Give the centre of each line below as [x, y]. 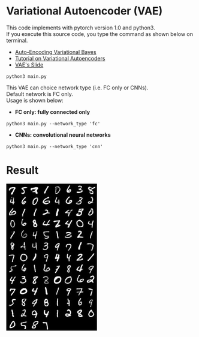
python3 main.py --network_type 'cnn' [55, 146]
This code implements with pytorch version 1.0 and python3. [81, 28]
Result [22, 171]
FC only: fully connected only [52, 112]
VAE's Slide [29, 65]
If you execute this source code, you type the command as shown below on [100, 34]
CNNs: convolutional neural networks [63, 135]
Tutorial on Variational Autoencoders [60, 58]
